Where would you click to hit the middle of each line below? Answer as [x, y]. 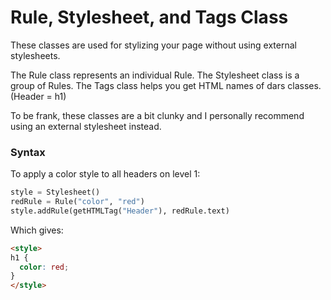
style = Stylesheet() [55, 192]
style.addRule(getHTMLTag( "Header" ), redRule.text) [120, 211]
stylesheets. [35, 55]
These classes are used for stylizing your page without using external [153, 45]
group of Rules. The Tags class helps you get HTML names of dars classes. [166, 85]
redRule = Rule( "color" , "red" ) [77, 202]
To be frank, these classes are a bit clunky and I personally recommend [157, 115]
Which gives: [37, 230]
